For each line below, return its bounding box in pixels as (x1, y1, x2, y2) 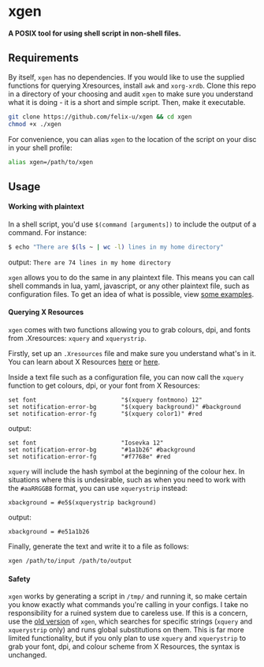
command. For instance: (8, 227, 87, 237)
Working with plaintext (8, 202, 84, 212)
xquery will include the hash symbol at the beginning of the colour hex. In (8, 467, 245, 476)
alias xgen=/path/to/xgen (8, 158, 93, 166)
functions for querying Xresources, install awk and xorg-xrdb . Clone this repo (8, 81, 256, 90)
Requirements (8, 51, 79, 65)
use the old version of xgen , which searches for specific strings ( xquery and (8, 616, 253, 626)
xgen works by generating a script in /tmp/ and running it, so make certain (8, 591, 247, 601)
